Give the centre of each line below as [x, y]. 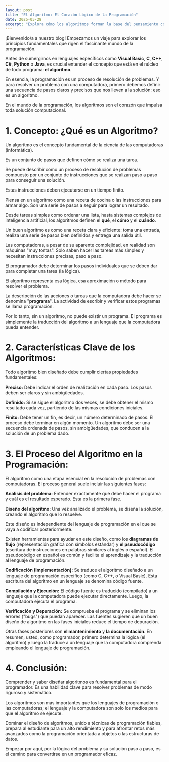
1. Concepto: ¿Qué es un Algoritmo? [82, 131]
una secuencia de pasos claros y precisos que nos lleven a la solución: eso [83, 90]
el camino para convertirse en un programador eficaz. [61, 754]
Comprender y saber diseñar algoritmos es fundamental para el [71, 682]
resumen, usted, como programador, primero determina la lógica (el [75, 637]
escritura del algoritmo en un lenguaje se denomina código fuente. [74, 581]
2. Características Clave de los [70, 347]
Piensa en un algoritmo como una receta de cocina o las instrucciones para [83, 200]
